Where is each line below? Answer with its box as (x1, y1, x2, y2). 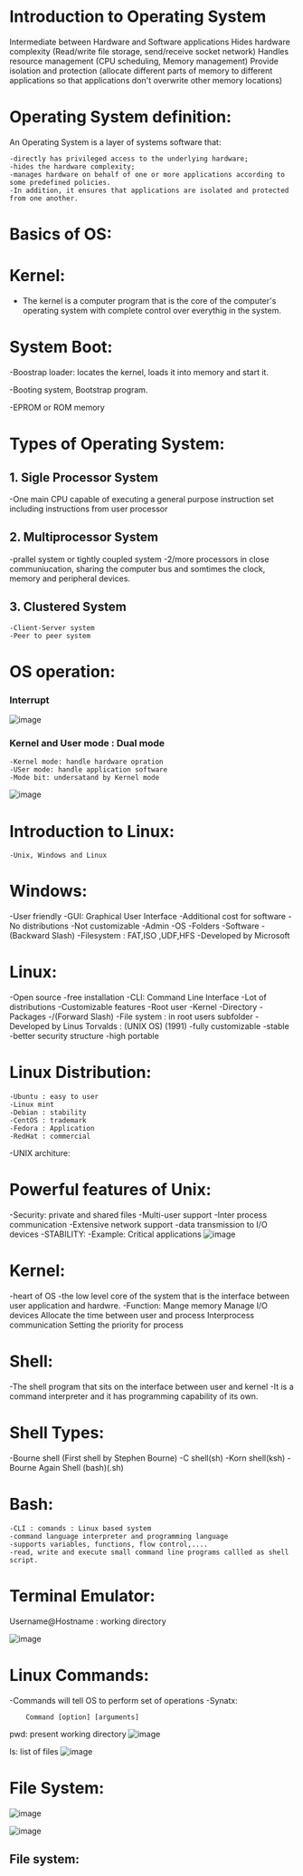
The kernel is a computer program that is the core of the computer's (22, 296, 277, 306)
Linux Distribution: (9, 1063, 152, 1083)
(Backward (9, 930, 50, 941)
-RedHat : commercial (9, 1132, 91, 1142)
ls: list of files (9, 1745, 59, 1756)
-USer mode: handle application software (9, 765, 168, 774)
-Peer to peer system (9, 631, 91, 640)
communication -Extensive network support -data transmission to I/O (9, 1220, 269, 1230)
